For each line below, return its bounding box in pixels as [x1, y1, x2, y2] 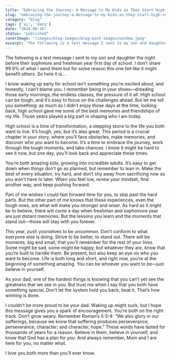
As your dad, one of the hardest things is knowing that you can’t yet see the [5, 276, 164, 282]
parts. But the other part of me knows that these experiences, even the [5, 197, 154, 203]
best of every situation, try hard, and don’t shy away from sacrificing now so [5, 171, 165, 177]
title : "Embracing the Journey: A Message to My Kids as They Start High [5, 7, 165, 13]
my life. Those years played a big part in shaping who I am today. [5, 113, 141, 119]
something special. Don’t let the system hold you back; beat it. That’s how [5, 287, 160, 293]
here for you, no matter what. [5, 340, 67, 346]
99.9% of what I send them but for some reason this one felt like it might [5, 65, 157, 71]
